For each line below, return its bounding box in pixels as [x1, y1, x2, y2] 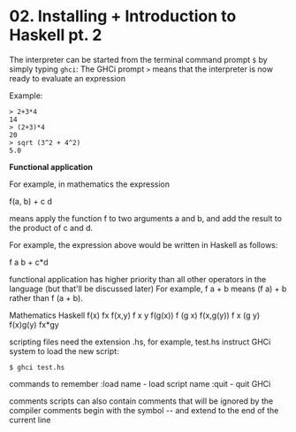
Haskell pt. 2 [9, 25, 102, 45]
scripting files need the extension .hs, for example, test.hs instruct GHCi [9, 336, 271, 347]
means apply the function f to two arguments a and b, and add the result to [9, 212, 283, 223]
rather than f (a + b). [9, 292, 84, 303]
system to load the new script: [9, 345, 119, 356]
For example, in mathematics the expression [9, 179, 171, 189]
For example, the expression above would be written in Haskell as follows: [9, 239, 278, 250]
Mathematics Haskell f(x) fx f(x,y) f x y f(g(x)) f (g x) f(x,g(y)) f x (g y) [9, 310, 261, 320]
